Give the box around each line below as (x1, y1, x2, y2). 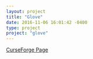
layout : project (6, 8, 46, 15)
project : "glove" (6, 30, 49, 36)
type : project (6, 25, 41, 31)
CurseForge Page (6, 46, 49, 53)
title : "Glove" (6, 14, 43, 20)
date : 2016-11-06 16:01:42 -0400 (6, 19, 88, 25)
